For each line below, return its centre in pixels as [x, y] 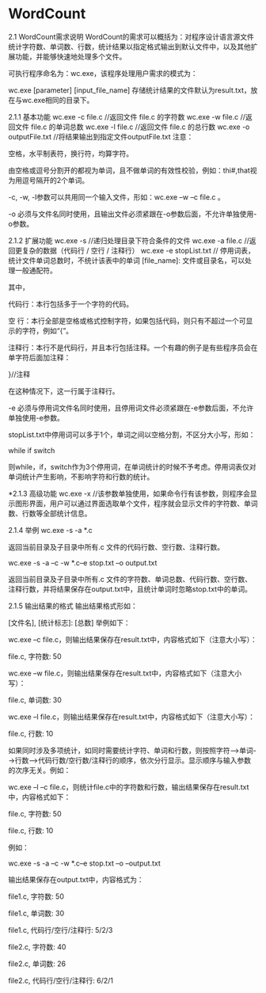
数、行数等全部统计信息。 [50, 513]
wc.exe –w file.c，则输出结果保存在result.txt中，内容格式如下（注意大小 [125, 673]
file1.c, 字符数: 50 [36, 896]
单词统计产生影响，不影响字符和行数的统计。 [81, 477]
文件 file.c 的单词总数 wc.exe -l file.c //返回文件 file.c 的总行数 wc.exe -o [132, 127]
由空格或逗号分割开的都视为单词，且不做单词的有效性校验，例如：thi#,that [129, 170]
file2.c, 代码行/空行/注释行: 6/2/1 [61, 980]
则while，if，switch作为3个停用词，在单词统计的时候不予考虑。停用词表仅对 [132, 466]
